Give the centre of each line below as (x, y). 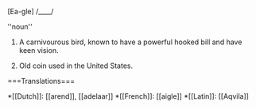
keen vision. (39, 50)
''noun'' (20, 26)
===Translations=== (41, 81)
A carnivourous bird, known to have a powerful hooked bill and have (130, 42)
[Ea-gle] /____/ (31, 11)
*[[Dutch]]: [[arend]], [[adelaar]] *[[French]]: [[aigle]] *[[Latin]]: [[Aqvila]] (128, 96)
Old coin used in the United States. (76, 66)
